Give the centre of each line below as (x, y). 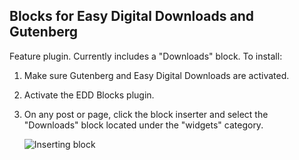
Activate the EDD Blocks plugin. (89, 95)
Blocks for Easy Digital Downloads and (131, 16)
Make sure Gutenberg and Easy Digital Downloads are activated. (156, 75)
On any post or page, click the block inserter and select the (146, 114)
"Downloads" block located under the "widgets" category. (143, 125)
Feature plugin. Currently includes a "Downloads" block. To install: (146, 56)
